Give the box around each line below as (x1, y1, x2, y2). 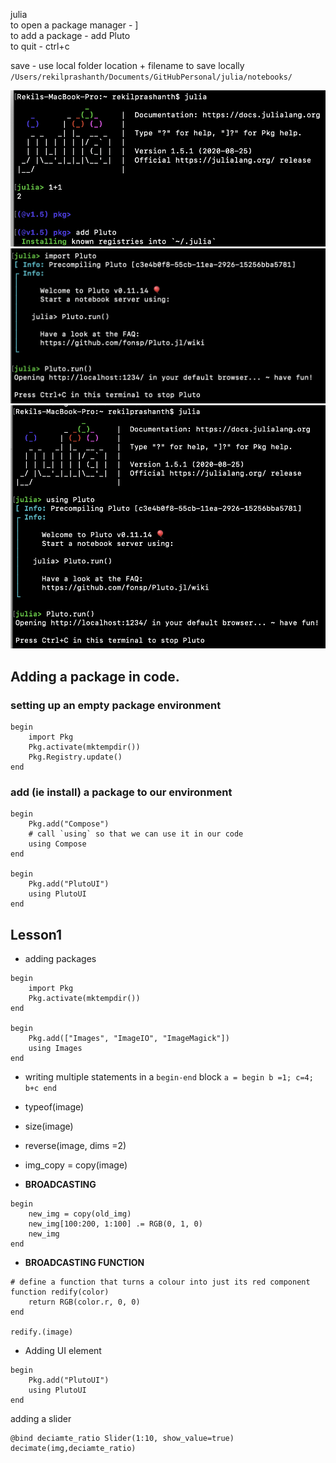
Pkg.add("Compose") (28, 819, 110, 829)
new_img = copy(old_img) (28, 1209, 132, 1219)
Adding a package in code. (10, 668, 180, 685)
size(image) (24, 1120, 74, 1133)
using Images (28, 1044, 83, 1054)
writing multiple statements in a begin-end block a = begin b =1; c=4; (24, 1071, 314, 1083)
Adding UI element (24, 1345, 102, 1357)
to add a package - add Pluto (10, 30, 131, 41)
